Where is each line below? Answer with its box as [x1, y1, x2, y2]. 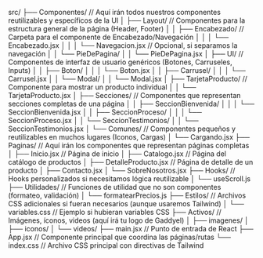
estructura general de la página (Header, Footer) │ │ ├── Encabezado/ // [8, 24, 244, 33]
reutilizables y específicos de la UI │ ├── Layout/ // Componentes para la [8, 16, 246, 25]
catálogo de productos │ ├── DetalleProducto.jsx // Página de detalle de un [8, 158, 254, 166]
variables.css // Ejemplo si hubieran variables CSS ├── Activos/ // [8, 208, 222, 216]
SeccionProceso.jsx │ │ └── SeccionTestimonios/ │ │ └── [8, 116, 199, 125]
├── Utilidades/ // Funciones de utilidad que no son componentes [8, 183, 222, 191]
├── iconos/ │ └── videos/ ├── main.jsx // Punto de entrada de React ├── [8, 224, 254, 233]
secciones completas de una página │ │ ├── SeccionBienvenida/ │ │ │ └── [8, 99, 255, 108]
